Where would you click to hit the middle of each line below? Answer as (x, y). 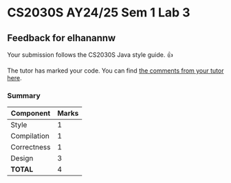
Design (22, 158)
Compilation (30, 136)
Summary (24, 95)
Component (31, 113)
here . (14, 78)
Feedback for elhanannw (62, 38)
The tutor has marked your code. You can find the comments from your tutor (115, 71)
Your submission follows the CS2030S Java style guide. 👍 (90, 55)
